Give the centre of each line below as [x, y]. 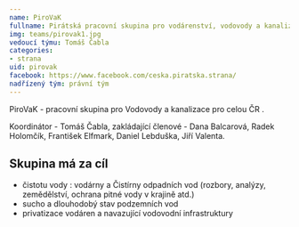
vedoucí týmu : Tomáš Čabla [59, 42]
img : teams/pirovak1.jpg [55, 34]
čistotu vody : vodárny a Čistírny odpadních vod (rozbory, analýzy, [144, 185]
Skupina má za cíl [59, 164]
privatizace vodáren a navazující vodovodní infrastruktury [128, 214]
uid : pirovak [33, 68]
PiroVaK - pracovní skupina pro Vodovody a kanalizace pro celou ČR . [137, 109]
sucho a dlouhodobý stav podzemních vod [100, 204]
